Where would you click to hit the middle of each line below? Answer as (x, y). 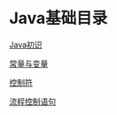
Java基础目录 (58, 18)
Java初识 (26, 45)
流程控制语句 (32, 101)
